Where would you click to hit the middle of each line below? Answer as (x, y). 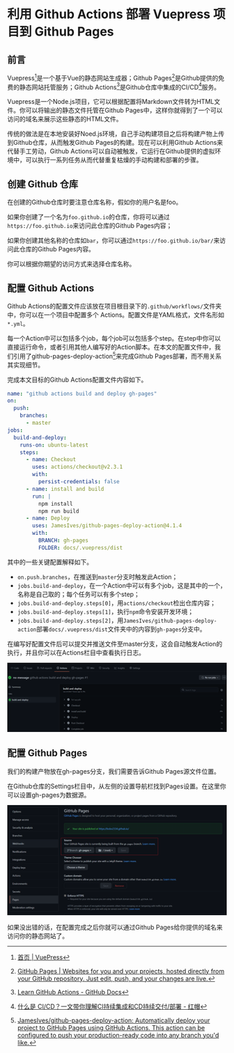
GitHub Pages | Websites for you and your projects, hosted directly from (121, 971)
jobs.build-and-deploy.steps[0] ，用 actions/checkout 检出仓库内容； (117, 602)
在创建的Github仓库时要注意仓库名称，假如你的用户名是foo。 (95, 202)
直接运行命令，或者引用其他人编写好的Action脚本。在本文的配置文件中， (111, 347)
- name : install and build (65, 489)
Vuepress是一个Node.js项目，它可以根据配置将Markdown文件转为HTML (111, 102)
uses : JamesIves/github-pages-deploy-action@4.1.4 (107, 526)
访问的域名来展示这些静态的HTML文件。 (65, 119)
